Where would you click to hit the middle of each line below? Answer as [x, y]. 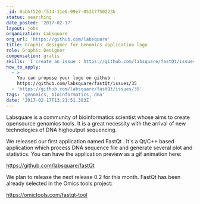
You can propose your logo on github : [66, 78]
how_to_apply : [24, 67]
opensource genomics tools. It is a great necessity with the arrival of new [96, 123]
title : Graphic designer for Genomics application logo [77, 45]
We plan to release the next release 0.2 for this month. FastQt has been [93, 177]
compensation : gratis [33, 56]
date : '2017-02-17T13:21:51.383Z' [49, 100]
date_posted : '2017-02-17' [40, 23]
